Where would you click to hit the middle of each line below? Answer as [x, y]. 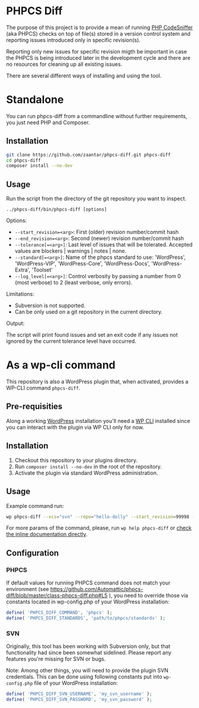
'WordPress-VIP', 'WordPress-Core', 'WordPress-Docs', [82, 264]
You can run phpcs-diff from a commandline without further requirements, [97, 116]
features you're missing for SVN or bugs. [56, 659]
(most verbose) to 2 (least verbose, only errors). [73, 283]
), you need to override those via [148, 596]
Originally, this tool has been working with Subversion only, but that [88, 646]
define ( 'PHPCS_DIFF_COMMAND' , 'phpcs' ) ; [59, 613]
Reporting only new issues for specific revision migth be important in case [97, 51]
